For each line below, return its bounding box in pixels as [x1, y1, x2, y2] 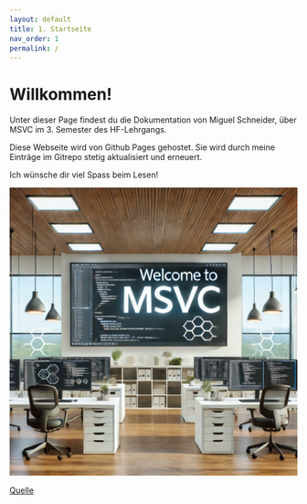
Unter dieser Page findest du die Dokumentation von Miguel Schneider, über [9, 114, 297, 125]
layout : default [9, 15, 71, 24]
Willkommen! [9, 84, 112, 105]
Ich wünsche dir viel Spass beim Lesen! [9, 169, 159, 180]
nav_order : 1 [9, 34, 59, 43]
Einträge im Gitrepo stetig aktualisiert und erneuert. [9, 152, 203, 163]
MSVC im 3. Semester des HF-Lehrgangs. [9, 124, 167, 135]
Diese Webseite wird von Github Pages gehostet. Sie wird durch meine [9, 142, 276, 153]
